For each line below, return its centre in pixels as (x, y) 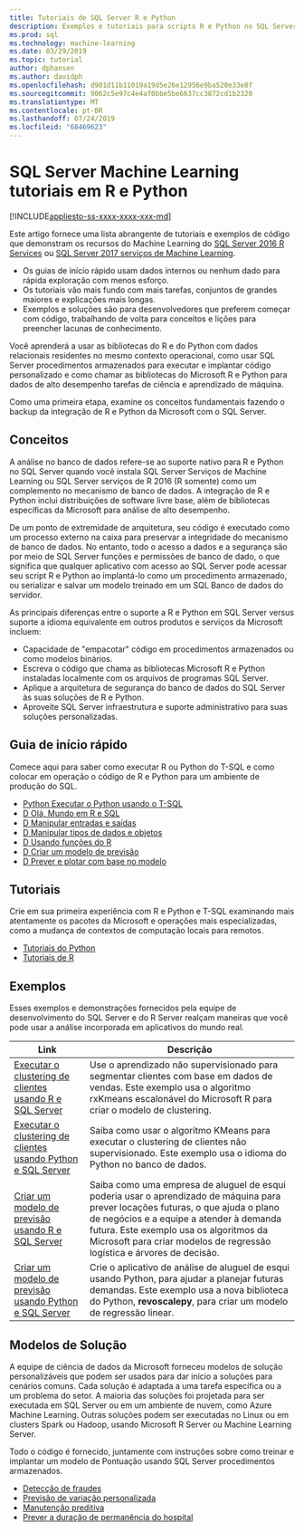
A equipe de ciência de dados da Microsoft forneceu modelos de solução (146, 1367)
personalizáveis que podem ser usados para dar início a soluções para (141, 1376)
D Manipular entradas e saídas (79, 823)
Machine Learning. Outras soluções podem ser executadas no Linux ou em (149, 1415)
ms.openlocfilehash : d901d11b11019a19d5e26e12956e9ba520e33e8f (131, 85)
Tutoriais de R (48, 958)
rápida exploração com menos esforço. (95, 280)
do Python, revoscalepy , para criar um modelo (189, 1302)
